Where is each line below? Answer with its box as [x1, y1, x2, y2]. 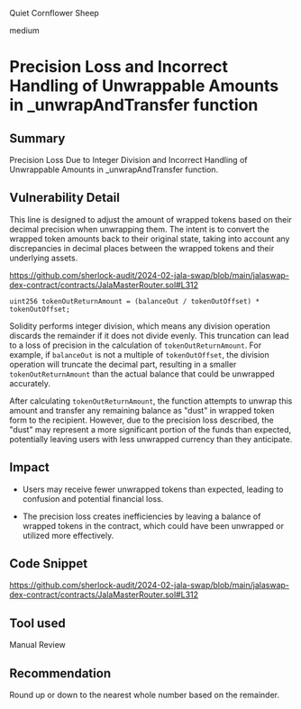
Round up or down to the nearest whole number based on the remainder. [9, 689, 280, 701]
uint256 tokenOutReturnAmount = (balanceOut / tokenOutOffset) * [9, 296, 260, 305]
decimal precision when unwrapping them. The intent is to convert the [9, 223, 270, 234]
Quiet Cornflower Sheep [9, 8, 99, 18]
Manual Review [9, 640, 66, 650]
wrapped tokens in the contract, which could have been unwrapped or [22, 520, 284, 531]
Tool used [9, 615, 66, 631]
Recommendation [9, 666, 111, 681]
